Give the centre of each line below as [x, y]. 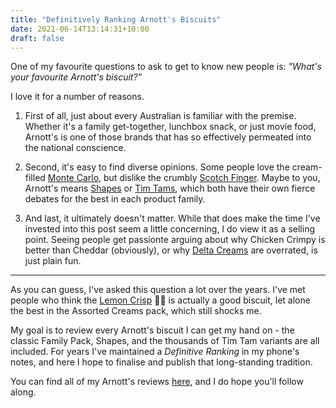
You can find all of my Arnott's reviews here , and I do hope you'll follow [157, 382]
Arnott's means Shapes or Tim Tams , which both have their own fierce [170, 188]
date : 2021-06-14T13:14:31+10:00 [80, 29]
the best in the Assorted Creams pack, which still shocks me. [136, 311]
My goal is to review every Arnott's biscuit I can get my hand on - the [152, 330]
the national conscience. [75, 148]
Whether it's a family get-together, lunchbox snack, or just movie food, [170, 127]
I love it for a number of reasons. [77, 97]
